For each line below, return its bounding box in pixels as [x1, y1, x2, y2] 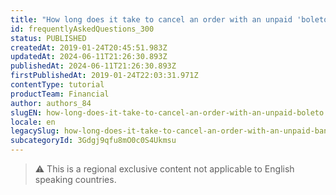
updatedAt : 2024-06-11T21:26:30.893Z [10, 52, 168, 62]
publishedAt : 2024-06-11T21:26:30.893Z [10, 61, 177, 71]
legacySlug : [10, 126, 60, 136]
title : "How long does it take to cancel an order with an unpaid [10, 14, 293, 25]
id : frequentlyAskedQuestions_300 [10, 24, 155, 34]
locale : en [10, 117, 56, 127]
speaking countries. [34, 174, 117, 185]
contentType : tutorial [10, 80, 105, 90]
